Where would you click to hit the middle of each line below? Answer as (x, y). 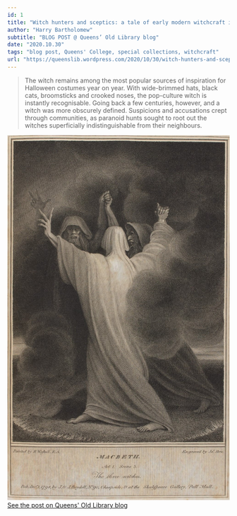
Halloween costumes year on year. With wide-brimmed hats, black (121, 87)
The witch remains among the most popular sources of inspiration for (125, 80)
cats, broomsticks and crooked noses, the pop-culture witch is (115, 95)
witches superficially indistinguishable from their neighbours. (113, 125)
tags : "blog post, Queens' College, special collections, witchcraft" (113, 52)
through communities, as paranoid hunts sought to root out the (116, 118)
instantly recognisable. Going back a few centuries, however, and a (122, 103)
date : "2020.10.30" (36, 45)
